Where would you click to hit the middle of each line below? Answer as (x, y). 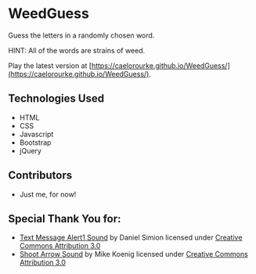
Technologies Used (56, 99)
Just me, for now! (48, 194)
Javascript (36, 134)
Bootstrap (35, 142)
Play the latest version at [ (50, 65)
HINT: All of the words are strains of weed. (77, 50)
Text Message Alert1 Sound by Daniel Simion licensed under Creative (131, 238)
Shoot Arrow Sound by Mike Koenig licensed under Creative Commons (133, 254)
